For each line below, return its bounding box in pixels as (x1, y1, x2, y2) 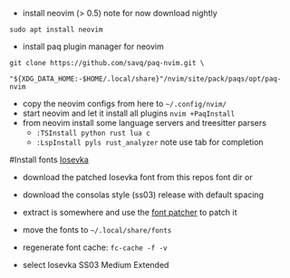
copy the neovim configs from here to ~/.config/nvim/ (22, 99, 227, 109)
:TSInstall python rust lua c (35, 129, 151, 138)
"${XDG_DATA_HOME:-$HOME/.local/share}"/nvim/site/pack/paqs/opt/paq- (9, 74, 282, 83)
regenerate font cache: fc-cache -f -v (22, 242, 168, 253)
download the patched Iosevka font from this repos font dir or (22, 172, 253, 182)
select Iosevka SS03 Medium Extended (22, 260, 169, 270)
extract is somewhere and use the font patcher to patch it (22, 207, 237, 217)
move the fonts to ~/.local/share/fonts (22, 225, 172, 235)
